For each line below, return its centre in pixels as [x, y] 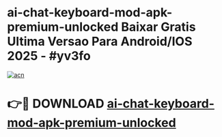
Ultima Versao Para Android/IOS [100, 42]
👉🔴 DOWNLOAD [56, 104]
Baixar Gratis [158, 27]
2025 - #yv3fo [49, 56]
